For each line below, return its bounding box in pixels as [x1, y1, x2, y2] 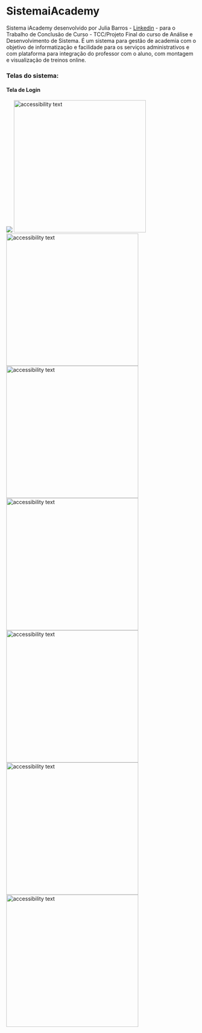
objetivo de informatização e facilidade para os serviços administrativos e [6, 44, 190, 51]
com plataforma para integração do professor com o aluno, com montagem [6, 50, 194, 57]
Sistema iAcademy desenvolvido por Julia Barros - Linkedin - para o [6, 24, 176, 31]
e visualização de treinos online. [6, 56, 86, 63]
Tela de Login [6, 86, 41, 94]
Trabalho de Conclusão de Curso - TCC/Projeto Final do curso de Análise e [6, 30, 193, 37]
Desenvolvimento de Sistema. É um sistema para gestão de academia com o [6, 37, 197, 44]
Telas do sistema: [6, 71, 59, 80]
